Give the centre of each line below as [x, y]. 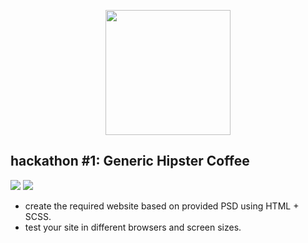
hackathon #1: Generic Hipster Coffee [130, 161]
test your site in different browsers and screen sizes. [133, 227]
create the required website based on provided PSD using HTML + [162, 206]
